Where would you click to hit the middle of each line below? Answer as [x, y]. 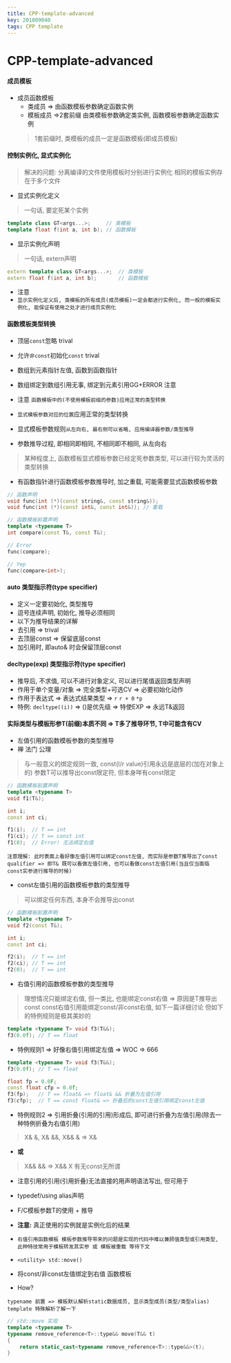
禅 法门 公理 [34, 749]
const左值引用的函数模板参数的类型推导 [73, 885]
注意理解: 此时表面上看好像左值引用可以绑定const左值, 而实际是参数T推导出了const [112, 857]
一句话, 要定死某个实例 [56, 210]
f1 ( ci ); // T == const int [46, 836]
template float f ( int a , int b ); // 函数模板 [72, 230]
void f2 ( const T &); [35, 925]
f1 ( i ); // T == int [37, 830]
